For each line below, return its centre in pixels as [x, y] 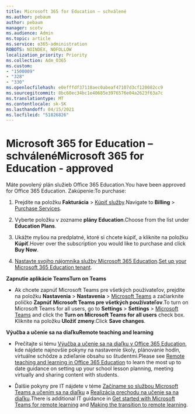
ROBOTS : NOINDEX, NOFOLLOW [39, 50]
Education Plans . [35, 226]
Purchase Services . [38, 209]
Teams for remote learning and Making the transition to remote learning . [101, 405]
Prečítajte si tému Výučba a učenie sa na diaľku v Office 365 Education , [100, 344]
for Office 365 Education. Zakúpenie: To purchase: [66, 191]
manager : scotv [25, 28]
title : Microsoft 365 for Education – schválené [66, 11]
